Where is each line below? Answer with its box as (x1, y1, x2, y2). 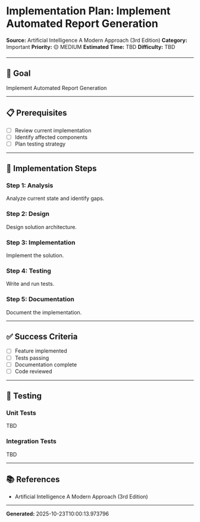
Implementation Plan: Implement (6, 4, 171, 18)
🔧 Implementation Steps (6, 163, 97, 174)
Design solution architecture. (6, 223, 77, 230)
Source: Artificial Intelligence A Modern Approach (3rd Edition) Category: (6, 36, 187, 44)
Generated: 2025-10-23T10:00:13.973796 (6, 510, 109, 517)
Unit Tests (6, 409, 37, 417)
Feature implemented (14, 347, 67, 354)
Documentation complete (14, 361, 77, 368)
